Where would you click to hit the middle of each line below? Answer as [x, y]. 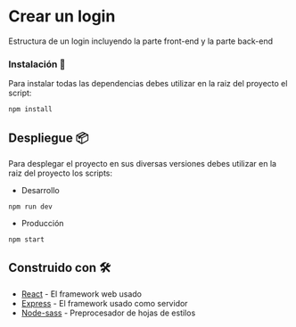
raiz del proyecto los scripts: [61, 173]
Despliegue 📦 [49, 138]
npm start [27, 240]
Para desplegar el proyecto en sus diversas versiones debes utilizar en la [143, 164]
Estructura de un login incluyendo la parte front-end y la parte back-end [141, 41]
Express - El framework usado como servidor [104, 303]
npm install [30, 110]
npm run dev [30, 207]
